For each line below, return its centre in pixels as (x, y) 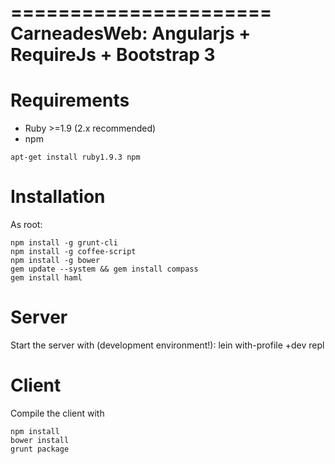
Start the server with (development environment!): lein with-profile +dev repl (167, 345)
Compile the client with (57, 413)
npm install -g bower (55, 261)
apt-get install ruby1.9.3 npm (75, 157)
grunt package (40, 449)
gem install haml (46, 278)
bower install (40, 440)
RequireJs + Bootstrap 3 (113, 55)
